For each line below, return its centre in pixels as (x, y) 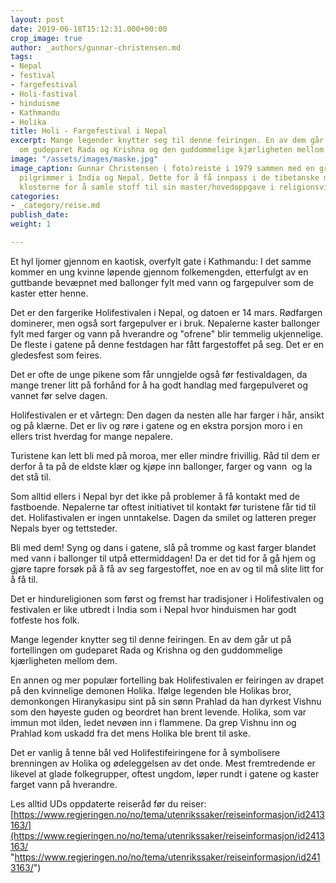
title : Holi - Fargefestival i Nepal (89, 131)
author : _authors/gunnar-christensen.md (96, 47)
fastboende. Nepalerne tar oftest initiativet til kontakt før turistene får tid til (163, 507)
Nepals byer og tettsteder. (64, 528)
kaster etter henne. (49, 293)
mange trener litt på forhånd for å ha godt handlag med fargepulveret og (159, 385)
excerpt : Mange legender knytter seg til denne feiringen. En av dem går (167, 141)
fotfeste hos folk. (45, 620)
